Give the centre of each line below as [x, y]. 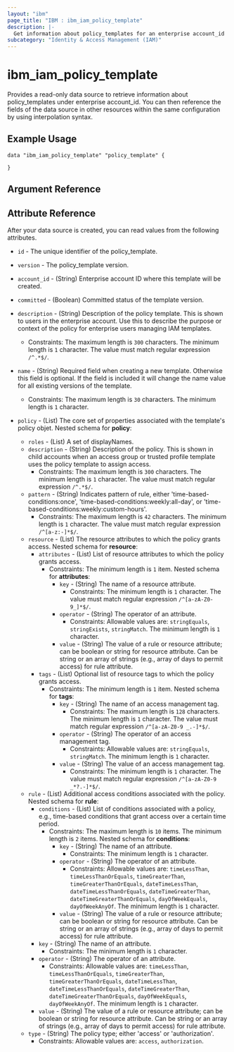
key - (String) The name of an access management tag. [139, 704]
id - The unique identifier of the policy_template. [87, 252]
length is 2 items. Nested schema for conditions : [119, 839]
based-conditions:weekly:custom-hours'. [87, 509]
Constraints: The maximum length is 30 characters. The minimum [122, 400]
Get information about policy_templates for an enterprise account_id [119, 33]
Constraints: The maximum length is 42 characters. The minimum [132, 517]
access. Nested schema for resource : [83, 546]
